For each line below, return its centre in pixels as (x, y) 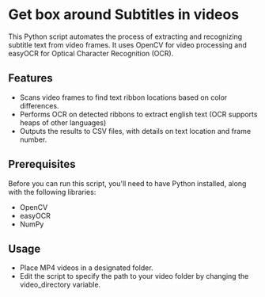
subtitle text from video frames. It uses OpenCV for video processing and (127, 44)
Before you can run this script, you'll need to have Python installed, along (127, 183)
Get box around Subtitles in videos (124, 15)
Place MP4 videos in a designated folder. (86, 268)
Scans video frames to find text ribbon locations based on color (123, 97)
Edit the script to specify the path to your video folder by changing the (134, 276)
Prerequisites (42, 164)
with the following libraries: (52, 192)
